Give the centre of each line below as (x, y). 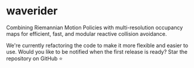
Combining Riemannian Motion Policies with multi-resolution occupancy (95, 27)
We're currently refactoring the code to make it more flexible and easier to (97, 45)
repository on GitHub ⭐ (35, 58)
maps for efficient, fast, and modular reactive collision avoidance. (87, 33)
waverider (32, 11)
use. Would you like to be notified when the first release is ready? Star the (97, 51)
